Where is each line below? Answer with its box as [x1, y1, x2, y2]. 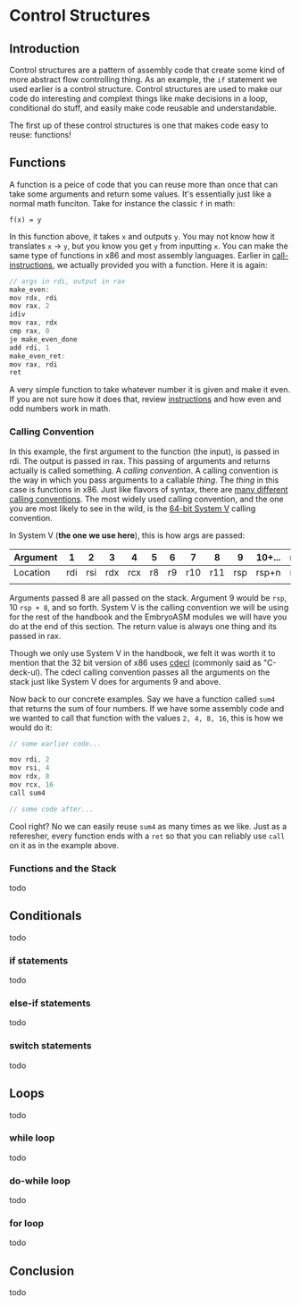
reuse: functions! [9, 130, 71, 139]
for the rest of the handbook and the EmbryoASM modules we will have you [9, 611, 287, 622]
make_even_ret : [9, 351, 66, 360]
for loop [9, 1217, 45, 1230]
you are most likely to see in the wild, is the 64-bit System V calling [9, 502, 256, 514]
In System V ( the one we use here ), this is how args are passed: [9, 529, 246, 541]
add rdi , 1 [9, 343, 50, 352]
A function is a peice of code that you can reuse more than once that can [9, 179, 279, 189]
